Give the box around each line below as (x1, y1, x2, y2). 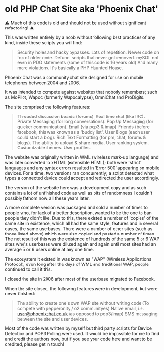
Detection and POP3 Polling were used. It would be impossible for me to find (5, 330, 160, 336)
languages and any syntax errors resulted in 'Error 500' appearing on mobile (5, 165, 160, 171)
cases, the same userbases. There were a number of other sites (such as (5, 225, 153, 232)
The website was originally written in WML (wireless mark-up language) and (5, 154, 159, 160)
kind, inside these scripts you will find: (5, 39, 82, 45)
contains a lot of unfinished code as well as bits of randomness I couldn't (5, 190, 153, 196)
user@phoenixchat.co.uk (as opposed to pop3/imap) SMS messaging (17, 311, 158, 317)
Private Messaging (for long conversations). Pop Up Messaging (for (17, 118, 154, 124)
